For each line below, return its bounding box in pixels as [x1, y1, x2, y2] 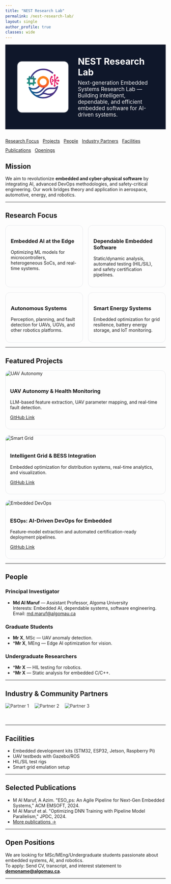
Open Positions [5, 838, 55, 847]
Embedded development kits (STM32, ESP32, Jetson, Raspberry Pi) [12, 747, 155, 754]
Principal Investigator [5, 588, 60, 595]
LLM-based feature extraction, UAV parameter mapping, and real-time [10, 399, 158, 405]
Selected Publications [5, 784, 76, 792]
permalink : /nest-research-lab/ [5, 13, 74, 19]
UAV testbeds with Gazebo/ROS [12, 753, 80, 759]
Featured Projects [5, 357, 63, 365]
